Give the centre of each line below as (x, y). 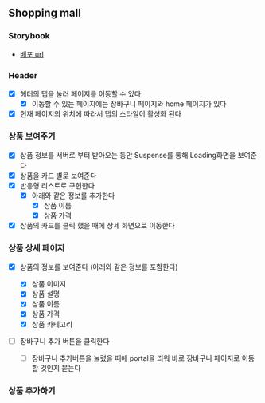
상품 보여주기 (32, 136)
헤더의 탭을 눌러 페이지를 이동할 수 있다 (80, 93)
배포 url (31, 54)
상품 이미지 (49, 284)
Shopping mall (45, 13)
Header (23, 75)
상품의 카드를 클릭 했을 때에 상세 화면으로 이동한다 (97, 225)
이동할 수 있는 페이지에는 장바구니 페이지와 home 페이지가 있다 (129, 104)
